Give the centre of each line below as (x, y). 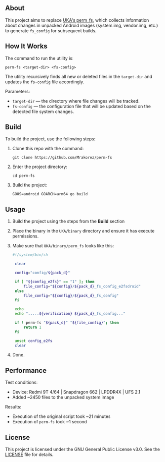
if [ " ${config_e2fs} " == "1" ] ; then (55, 282)
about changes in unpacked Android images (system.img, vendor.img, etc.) (82, 25)
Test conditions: (21, 382)
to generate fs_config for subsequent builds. (51, 30)
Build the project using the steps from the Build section (68, 221)
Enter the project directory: (40, 167)
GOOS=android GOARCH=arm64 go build (50, 194)
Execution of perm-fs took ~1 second (50, 422)
